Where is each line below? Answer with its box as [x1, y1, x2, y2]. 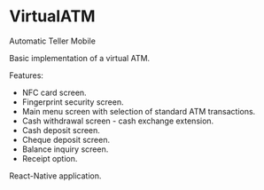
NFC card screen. [21, 87, 87, 98]
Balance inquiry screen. [21, 144, 109, 154]
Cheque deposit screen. [21, 134, 111, 145]
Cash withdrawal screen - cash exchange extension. [21, 115, 214, 126]
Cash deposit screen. [21, 124, 100, 135]
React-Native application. [9, 170, 102, 181]
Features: [9, 69, 44, 81]
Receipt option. [21, 153, 78, 163]
